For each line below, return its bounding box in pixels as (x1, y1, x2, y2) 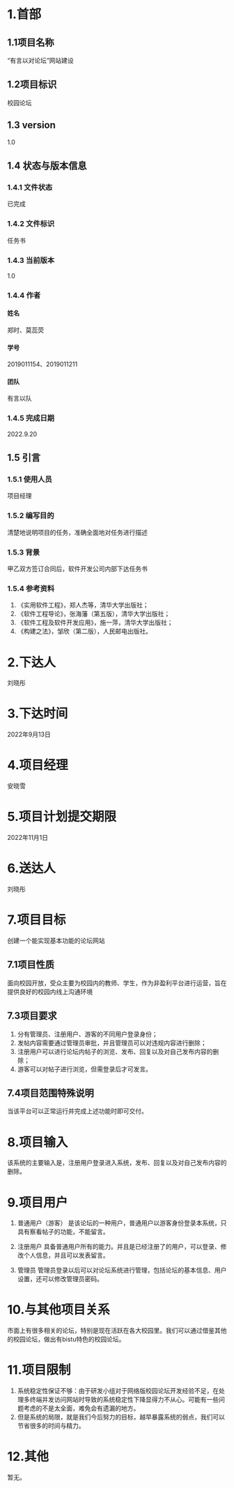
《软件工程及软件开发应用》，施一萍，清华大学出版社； (17, 618, 173, 627)
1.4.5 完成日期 (7, 413, 54, 423)
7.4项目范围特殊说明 (7, 1087, 94, 1099)
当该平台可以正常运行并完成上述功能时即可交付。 (7, 1107, 148, 1115)
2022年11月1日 (7, 834, 49, 842)
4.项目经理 (7, 757, 68, 773)
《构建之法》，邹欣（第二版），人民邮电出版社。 (17, 627, 152, 636)
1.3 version (7, 120, 56, 131)
